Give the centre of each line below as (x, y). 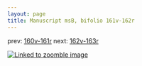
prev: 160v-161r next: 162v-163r (53, 40)
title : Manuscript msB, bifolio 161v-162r (71, 21)
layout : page (27, 14)
